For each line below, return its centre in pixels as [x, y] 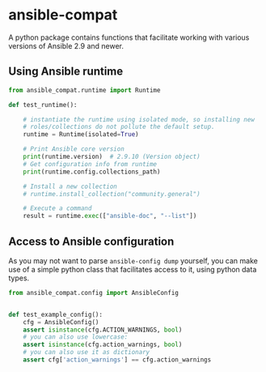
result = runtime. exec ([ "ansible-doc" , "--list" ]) [110, 216]
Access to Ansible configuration [91, 241]
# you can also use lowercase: [76, 337]
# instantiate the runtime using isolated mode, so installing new [139, 119]
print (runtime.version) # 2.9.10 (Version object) [112, 156]
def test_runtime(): [43, 105]
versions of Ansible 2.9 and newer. [66, 45]
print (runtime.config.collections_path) [92, 172]
